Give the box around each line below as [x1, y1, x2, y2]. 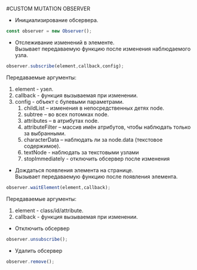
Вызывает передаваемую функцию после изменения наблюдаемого [14, 45, 191, 52]
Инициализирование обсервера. [14, 17, 98, 23]
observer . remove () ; [6, 259, 55, 265]
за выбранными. [23, 129, 66, 136]
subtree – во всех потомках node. [23, 110, 109, 118]
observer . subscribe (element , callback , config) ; [6, 63, 124, 69]
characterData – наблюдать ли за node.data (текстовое [23, 136, 163, 143]
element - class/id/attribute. [14, 207, 84, 214]
